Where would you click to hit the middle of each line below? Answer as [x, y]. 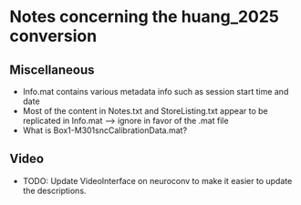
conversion [53, 36]
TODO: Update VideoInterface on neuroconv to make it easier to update [157, 180]
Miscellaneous [52, 70]
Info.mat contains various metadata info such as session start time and [156, 92]
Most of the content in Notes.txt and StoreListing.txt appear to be [145, 111]
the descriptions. [54, 190]
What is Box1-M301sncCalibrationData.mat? [105, 130]
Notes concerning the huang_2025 [145, 17]
